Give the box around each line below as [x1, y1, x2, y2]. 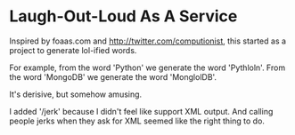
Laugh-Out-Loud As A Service [9, 6, 238, 27]
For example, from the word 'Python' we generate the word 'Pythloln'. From [9, 62, 286, 73]
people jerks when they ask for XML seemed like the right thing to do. [9, 115, 266, 126]
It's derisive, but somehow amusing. [9, 89, 143, 99]
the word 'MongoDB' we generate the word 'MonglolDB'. [9, 71, 217, 82]
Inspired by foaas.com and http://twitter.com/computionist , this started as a [9, 36, 287, 46]
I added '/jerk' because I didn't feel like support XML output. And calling [9, 106, 274, 116]
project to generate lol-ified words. [9, 44, 137, 55]
